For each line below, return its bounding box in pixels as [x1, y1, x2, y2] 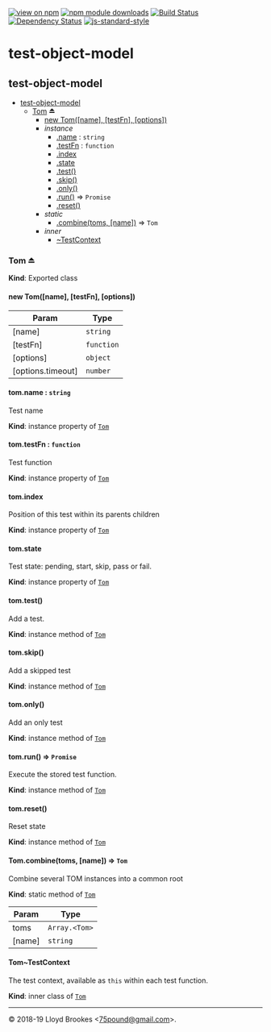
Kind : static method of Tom [8, 889, 96, 899]
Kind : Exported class [8, 273, 78, 283]
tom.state [8, 543, 42, 553]
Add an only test [8, 718, 63, 727]
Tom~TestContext [8, 958, 70, 967]
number [85, 366, 111, 375]
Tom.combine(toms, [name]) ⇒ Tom [8, 855, 127, 865]
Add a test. [8, 614, 45, 623]
